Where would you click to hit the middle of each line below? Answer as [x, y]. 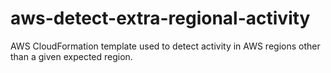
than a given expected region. [71, 56]
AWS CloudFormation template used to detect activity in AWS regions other [165, 46]
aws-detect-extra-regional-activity [160, 18]
